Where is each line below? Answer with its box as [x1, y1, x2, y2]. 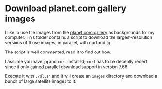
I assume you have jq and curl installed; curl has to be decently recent [5, 58, 148, 64]
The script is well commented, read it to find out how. [5, 49, 112, 55]
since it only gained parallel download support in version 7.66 [5, 64, 128, 70]
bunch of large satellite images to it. [5, 78, 77, 84]
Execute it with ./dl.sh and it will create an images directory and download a [5, 73, 158, 79]
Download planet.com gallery [5, 3, 127, 14]
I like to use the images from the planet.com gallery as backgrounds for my [5, 29, 155, 35]
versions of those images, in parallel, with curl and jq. [5, 39, 112, 45]
